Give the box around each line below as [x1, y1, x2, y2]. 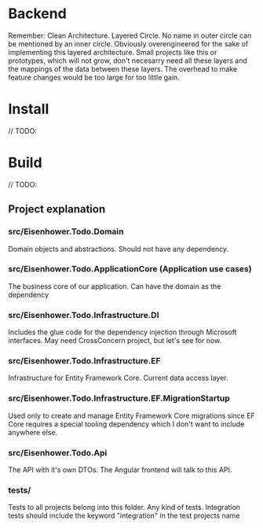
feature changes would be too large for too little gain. [8, 72, 181, 82]
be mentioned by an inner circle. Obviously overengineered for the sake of [8, 39, 249, 48]
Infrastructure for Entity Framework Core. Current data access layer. [8, 373, 229, 382]
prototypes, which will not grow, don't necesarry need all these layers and [8, 56, 247, 65]
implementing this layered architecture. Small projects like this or [8, 47, 217, 57]
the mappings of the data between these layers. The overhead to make [8, 64, 238, 73]
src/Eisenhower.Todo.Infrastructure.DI [8, 309, 159, 320]
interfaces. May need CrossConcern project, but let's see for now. [8, 336, 222, 345]
